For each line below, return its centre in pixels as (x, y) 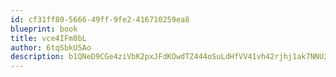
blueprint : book (44, 29)
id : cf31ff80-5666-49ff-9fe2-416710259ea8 (100, 19)
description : (37, 57)
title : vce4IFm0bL (48, 38)
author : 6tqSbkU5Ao (51, 47)
